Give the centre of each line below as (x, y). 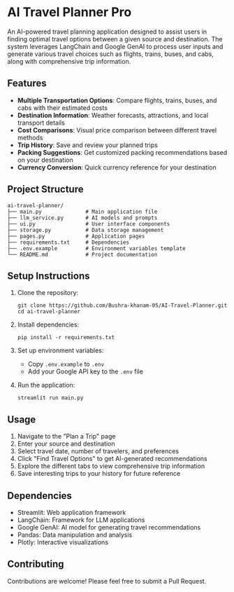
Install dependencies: (48, 325)
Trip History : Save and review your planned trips (88, 145)
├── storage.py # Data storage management (86, 230)
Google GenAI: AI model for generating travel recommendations (109, 527)
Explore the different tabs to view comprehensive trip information (111, 466)
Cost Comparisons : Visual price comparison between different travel (117, 130)
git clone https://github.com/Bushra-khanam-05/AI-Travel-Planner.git (122, 305)
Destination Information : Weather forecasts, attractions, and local (112, 115)
